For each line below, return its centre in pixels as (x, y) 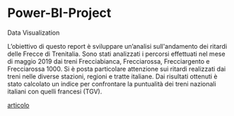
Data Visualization (34, 33)
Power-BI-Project (59, 13)
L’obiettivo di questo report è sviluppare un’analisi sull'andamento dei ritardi (117, 46)
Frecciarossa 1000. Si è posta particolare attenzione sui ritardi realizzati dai (117, 69)
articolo (18, 105)
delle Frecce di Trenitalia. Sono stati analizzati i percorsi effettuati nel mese (116, 54)
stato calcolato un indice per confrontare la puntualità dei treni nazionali (112, 83)
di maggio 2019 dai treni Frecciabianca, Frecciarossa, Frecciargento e (109, 61)
